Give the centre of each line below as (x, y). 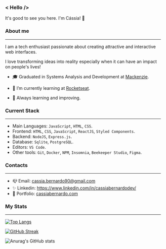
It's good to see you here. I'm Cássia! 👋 (45, 18)
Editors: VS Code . (29, 147)
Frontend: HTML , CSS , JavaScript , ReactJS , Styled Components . (74, 131)
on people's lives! (23, 66)
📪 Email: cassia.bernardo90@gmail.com (54, 181)
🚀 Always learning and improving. (46, 98)
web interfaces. (21, 52)
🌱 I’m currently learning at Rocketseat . (51, 88)
